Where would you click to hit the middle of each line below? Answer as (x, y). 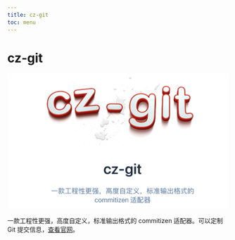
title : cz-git (28, 15)
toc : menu (22, 22)
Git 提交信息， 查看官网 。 (43, 229)
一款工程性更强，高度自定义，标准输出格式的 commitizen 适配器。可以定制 (115, 221)
